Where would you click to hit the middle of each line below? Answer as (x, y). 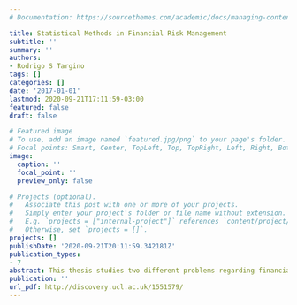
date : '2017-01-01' (45, 91)
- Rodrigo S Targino (47, 66)
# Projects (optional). (53, 197)
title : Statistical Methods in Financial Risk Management (118, 33)
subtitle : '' (33, 42)
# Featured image (41, 132)
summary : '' (31, 50)
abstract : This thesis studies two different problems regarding (132, 271)
